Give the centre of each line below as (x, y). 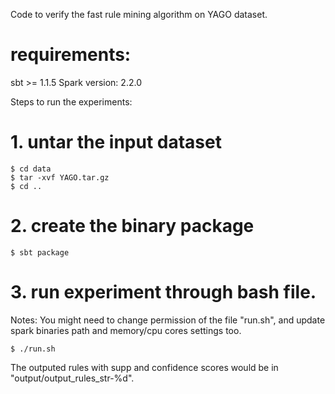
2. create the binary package (132, 226)
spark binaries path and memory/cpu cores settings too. (126, 330)
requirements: (71, 55)
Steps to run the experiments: (71, 101)
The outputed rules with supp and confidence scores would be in (144, 367)
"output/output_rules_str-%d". (72, 378)
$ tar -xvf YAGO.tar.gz (60, 177)
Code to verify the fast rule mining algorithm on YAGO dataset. (139, 14)
